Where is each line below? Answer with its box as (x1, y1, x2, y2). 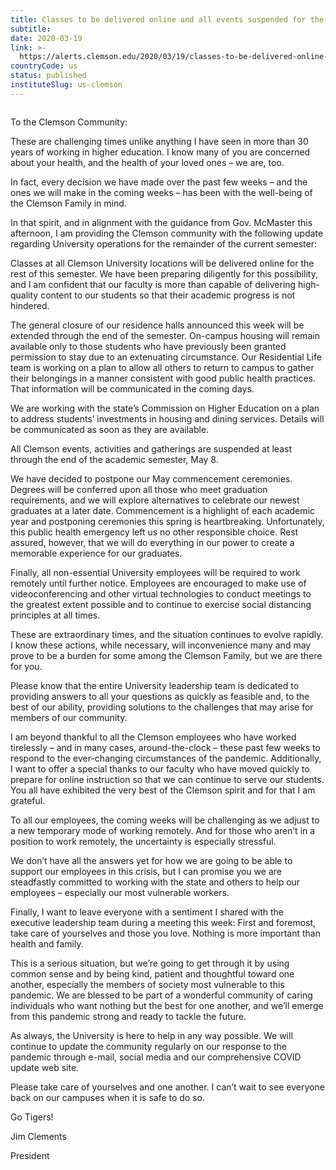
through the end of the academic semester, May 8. (10, 453, 219, 465)
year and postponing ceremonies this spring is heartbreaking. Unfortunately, (10, 515, 325, 527)
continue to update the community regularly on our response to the (10, 1040, 288, 1052)
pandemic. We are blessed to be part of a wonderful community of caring (10, 989, 313, 1001)
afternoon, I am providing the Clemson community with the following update (10, 227, 324, 239)
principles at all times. (10, 609, 101, 621)
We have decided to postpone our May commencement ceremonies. (10, 472, 293, 485)
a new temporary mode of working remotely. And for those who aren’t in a (10, 824, 316, 836)
